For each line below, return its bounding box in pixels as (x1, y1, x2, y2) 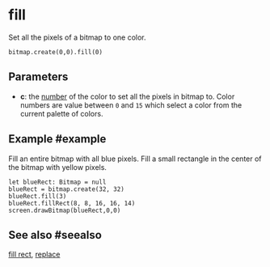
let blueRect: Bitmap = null (8, 178, 107, 186)
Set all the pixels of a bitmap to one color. (8, 32, 147, 42)
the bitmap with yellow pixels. (8, 162, 108, 172)
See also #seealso (8, 228, 103, 242)
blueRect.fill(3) (8, 192, 67, 200)
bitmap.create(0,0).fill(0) (8, 48, 103, 56)
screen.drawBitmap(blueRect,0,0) (8, 206, 121, 214)
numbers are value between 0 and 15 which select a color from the (19, 100, 243, 110)
